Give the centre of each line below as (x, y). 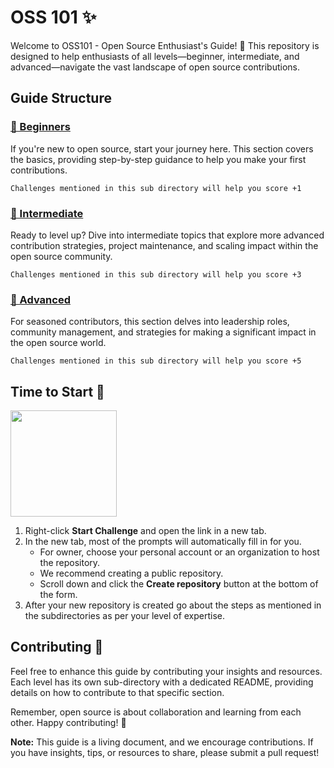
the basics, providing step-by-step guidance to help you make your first (158, 159)
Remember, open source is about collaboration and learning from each (156, 712)
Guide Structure (61, 98)
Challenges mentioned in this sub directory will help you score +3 (156, 274)
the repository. (70, 563)
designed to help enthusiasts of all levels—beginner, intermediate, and (155, 56)
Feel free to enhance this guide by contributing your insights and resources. (166, 671)
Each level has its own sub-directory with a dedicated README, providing (162, 682)
